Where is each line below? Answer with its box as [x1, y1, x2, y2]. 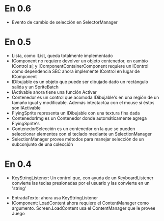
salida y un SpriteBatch [11, 84, 59, 90]
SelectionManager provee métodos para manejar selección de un [11, 136, 144, 142]
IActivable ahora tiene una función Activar [11, 89, 97, 95]
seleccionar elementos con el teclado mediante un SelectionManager [11, 131, 152, 137]
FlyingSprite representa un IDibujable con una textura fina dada [11, 110, 140, 116]
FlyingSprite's [11, 120, 40, 126]
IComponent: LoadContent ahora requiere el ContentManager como [11, 200, 149, 206]
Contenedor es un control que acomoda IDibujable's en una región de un [11, 94, 159, 100]
